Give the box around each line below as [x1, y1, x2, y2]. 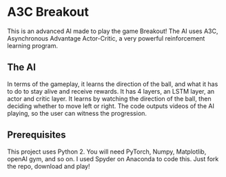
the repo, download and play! [7, 162, 90, 170]
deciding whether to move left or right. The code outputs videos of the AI [7, 101, 215, 110]
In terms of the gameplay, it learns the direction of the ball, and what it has [7, 80, 218, 88]
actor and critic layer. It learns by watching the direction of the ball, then [7, 94, 212, 103]
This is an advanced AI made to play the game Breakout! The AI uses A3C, [7, 27, 218, 35]
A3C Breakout [7, 4, 90, 20]
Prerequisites [7, 129, 66, 141]
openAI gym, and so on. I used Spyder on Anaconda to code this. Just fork [7, 154, 219, 163]
